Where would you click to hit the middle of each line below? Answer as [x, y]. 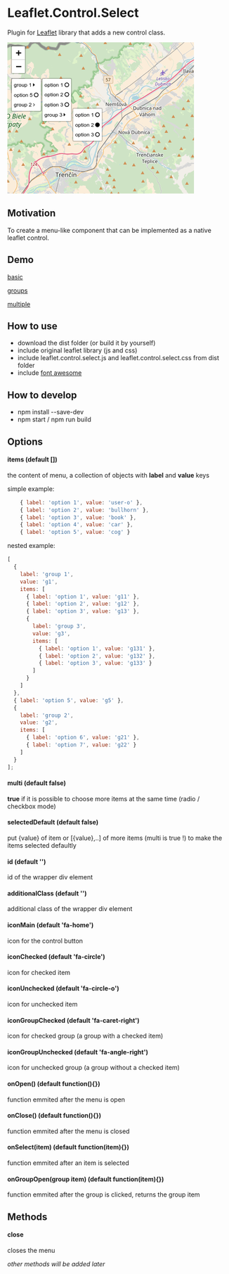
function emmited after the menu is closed [68, 1131]
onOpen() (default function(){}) [54, 1083]
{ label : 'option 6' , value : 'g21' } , [83, 738]
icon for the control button [45, 941]
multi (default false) [37, 783]
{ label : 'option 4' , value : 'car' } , [77, 525]
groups [18, 291]
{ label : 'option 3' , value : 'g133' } [95, 663]
